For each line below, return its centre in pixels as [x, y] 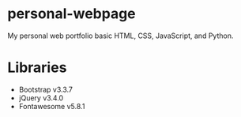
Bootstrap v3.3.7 [45, 89]
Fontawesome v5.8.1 [52, 106]
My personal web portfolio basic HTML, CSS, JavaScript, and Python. [120, 36]
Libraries [37, 68]
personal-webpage [72, 14]
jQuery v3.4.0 [41, 98]
